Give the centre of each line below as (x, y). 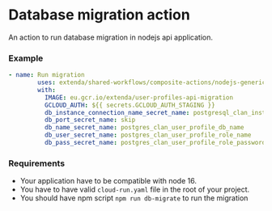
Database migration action (99, 15)
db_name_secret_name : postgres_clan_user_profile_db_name (144, 128)
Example (26, 58)
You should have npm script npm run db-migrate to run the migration (134, 198)
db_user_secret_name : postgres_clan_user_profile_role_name (148, 135)
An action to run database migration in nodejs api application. (110, 37)
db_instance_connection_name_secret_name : (117, 112)
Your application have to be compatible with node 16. (108, 181)
